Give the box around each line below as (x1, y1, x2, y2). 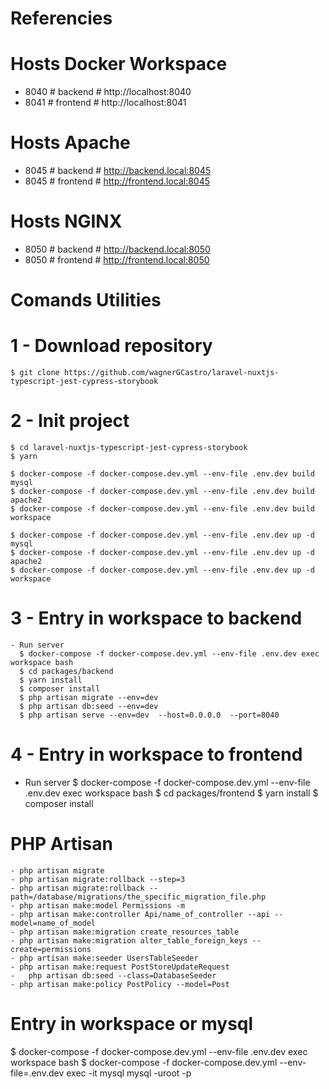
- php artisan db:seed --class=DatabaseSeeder (10, 970, 217, 981)
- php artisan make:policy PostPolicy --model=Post (10, 979, 230, 989)
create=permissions (10, 944, 92, 954)
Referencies (10, 7, 113, 30)
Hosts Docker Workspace (10, 53, 228, 76)
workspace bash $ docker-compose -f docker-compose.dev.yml (10, 1056, 278, 1068)
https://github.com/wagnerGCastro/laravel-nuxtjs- (63, 368, 280, 378)
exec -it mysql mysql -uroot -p (66, 1067, 192, 1079)
